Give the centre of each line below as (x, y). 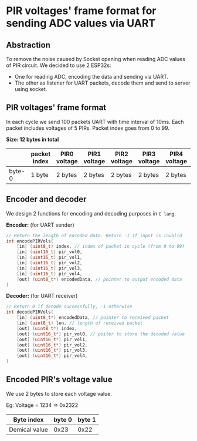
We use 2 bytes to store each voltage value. (59, 393)
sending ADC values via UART (81, 23)
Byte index (28, 419)
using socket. (31, 89)
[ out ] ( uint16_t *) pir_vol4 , (52, 356)
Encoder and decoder (46, 199)
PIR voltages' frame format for (81, 11)
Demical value (28, 429)
